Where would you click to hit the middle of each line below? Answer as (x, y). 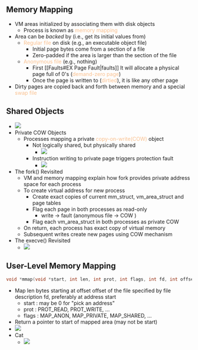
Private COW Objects (40, 133)
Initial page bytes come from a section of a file (89, 49)
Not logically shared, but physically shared (84, 145)
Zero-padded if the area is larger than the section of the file (104, 55)
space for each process (52, 184)
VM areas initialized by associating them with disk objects (85, 24)
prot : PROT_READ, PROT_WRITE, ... (67, 309)
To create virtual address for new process (74, 190)
